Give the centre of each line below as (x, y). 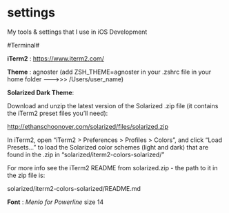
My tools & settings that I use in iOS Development (77, 32)
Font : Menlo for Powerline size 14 (56, 202)
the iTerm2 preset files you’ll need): (58, 113)
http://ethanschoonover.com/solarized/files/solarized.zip (88, 126)
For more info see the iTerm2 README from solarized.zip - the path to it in (113, 168)
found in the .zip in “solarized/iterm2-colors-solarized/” (86, 154)
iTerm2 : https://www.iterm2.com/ (56, 58)
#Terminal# (23, 45)
